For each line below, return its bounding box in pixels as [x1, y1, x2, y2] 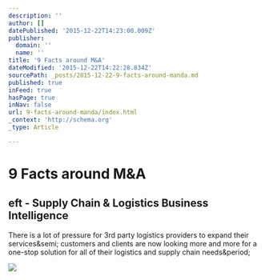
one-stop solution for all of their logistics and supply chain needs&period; [8, 247, 251, 257]
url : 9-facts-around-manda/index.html [8, 109, 138, 117]
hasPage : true [8, 94, 56, 102]
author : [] [8, 19, 45, 27]
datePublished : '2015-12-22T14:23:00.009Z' [8, 26, 156, 34]
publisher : [8, 34, 45, 42]
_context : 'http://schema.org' [8, 116, 113, 124]
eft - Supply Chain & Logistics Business [8, 197, 209, 210]
